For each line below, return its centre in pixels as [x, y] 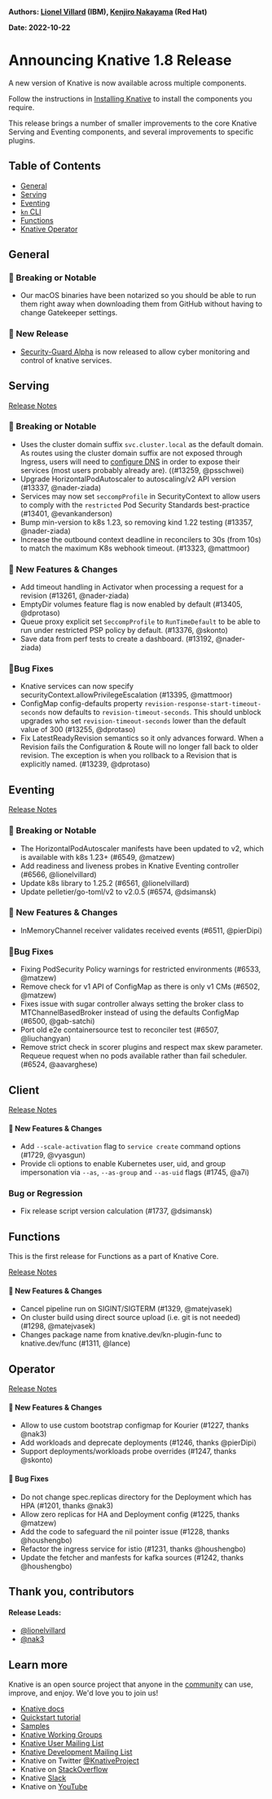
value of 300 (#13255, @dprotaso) [78, 730]
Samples [35, 1727]
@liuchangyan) [46, 1038]
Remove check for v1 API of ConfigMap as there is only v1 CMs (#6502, [140, 987]
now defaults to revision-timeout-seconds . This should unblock [155, 713]
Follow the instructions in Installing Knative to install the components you [130, 99]
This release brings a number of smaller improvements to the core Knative [133, 123]
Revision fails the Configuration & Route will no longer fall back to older [139, 747]
